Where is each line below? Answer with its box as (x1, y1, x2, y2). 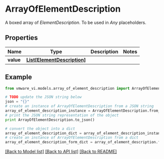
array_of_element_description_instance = (5, 108, 91, 113)
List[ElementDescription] (26, 56, 86, 63)
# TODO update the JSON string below (5, 95, 82, 99)
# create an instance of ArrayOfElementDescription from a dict (5, 135, 139, 140)
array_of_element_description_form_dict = (5, 140, 93, 145)
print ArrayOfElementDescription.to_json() (5, 117, 95, 122)
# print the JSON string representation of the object (5, 113, 119, 118)
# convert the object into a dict (5, 126, 76, 131)
